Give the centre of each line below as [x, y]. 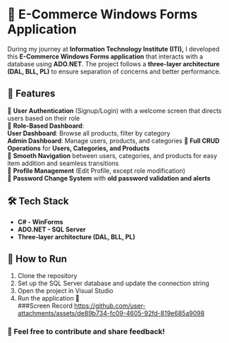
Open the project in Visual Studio [66, 291]
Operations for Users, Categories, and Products [79, 148]
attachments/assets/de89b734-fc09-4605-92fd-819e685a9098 [111, 313]
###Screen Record [45, 306]
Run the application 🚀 [48, 299]
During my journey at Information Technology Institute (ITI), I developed [113, 49]
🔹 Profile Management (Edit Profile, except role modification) [96, 170]
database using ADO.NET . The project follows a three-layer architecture [113, 64]
